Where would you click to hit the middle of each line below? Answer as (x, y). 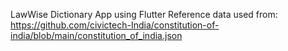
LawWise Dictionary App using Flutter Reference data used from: (144, 14)
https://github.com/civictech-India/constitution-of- (115, 25)
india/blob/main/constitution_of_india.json (96, 35)
